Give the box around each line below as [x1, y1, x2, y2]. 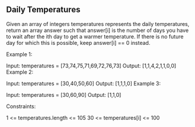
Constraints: [6, 103, 36, 110]
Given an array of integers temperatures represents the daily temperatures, [6, 20, 190, 27]
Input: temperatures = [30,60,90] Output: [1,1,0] [6, 91, 122, 98]
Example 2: [6, 68, 34, 76]
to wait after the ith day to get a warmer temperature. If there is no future [6, 32, 184, 40]
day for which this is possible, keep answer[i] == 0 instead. [6, 39, 151, 46]
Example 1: [6, 50, 33, 58]
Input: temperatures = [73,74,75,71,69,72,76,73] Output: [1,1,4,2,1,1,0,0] [6, 62, 177, 69]
